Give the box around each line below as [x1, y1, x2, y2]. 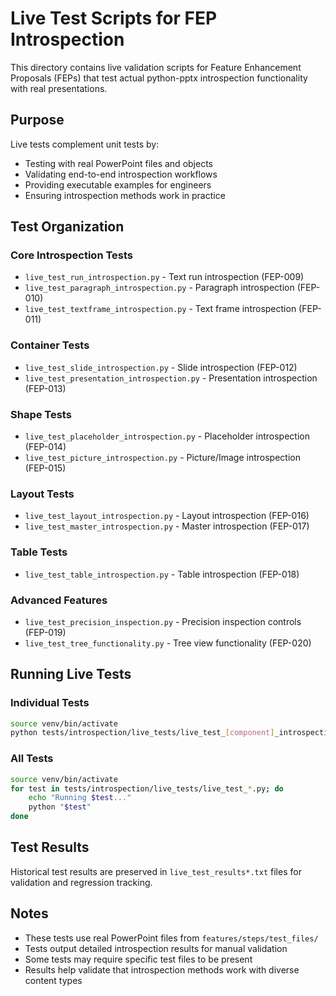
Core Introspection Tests [10, 248, 134, 262]
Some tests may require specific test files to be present [24, 953, 253, 965]
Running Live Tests [10, 666, 132, 683]
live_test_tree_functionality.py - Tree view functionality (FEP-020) [24, 637, 312, 649]
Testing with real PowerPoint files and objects [24, 157, 213, 169]
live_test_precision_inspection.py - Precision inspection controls [24, 615, 302, 627]
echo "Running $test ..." [28, 793, 132, 803]
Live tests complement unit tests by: [10, 138, 160, 150]
